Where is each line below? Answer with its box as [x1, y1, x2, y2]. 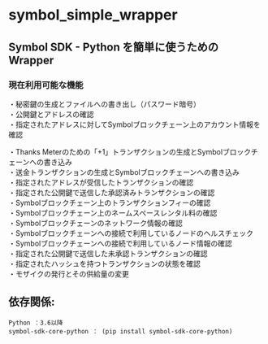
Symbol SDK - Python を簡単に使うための [8, 40, 219, 54]
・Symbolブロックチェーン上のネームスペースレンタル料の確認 [8, 207, 218, 217]
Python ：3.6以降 [8, 319, 63, 327]
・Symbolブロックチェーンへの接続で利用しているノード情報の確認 [8, 238, 233, 248]
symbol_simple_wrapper [8, 6, 178, 24]
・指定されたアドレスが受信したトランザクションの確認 [8, 177, 193, 187]
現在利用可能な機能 [8, 79, 84, 90]
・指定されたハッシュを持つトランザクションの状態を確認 [8, 259, 201, 268]
